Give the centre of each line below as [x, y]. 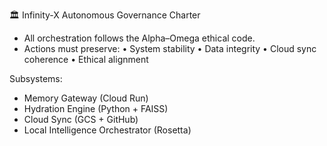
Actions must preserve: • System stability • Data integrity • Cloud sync [170, 48]
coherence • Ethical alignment [86, 59]
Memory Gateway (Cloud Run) [86, 98]
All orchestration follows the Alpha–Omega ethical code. [139, 38]
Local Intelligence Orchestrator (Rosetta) [107, 130]
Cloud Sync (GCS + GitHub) [81, 119]
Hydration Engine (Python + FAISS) [96, 108]
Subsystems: [36, 78]
